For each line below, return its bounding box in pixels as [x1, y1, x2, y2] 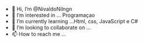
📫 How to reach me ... [11, 31, 66, 37]
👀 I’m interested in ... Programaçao [11, 12, 95, 19]
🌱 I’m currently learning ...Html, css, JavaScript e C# [11, 18, 138, 24]
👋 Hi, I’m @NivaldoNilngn [11, 6, 72, 12]
